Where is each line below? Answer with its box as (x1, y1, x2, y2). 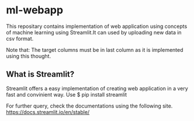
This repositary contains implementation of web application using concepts (6, 23, 188, 30)
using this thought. (6, 52, 51, 59)
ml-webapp (6, 3, 63, 17)
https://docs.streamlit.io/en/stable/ (6, 108, 90, 115)
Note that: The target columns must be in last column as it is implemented (6, 46, 183, 53)
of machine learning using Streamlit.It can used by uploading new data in (6, 29, 182, 35)
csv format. (6, 35, 34, 42)
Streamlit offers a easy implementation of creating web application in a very (6, 85, 188, 92)
